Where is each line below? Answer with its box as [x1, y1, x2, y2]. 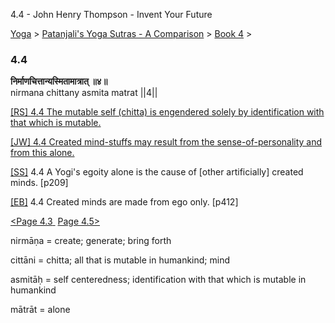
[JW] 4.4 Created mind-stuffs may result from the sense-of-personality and [10, 136, 323, 148]
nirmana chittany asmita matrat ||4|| [10, 87, 158, 99]
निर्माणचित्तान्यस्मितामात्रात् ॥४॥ [10, 75, 108, 88]
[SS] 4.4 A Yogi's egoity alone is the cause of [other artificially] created [10, 166, 304, 178]
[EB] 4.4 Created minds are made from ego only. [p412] [10, 196, 239, 208]
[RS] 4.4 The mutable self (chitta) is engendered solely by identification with [10, 106, 325, 118]
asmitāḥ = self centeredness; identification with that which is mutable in [10, 274, 307, 286]
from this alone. [10, 147, 75, 159]
